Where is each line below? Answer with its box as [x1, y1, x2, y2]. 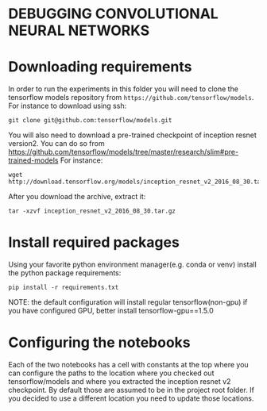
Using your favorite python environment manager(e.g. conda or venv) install [8, 259, 257, 270]
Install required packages [8, 233, 180, 252]
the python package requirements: [8, 268, 122, 278]
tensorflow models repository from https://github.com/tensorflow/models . [8, 93, 254, 102]
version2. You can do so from [8, 139, 105, 148]
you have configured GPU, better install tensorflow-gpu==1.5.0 [8, 306, 215, 316]
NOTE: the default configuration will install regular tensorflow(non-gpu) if [8, 298, 248, 307]
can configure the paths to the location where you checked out [8, 368, 215, 378]
